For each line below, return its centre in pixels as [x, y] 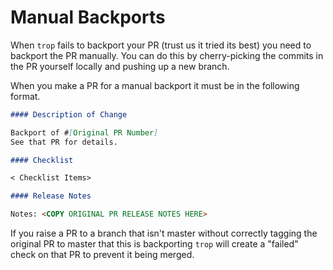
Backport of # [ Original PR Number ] [84, 132]
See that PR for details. [64, 142]
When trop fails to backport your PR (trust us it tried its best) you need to [161, 45]
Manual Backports [88, 17]
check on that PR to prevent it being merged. [102, 255]
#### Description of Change [69, 114]
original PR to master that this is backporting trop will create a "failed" [154, 244]
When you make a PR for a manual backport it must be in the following [155, 85]
